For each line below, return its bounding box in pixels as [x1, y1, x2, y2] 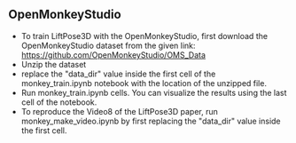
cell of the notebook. [20, 97, 97, 107]
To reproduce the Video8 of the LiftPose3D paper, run [20, 106, 219, 116]
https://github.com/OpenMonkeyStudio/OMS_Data [20, 49, 206, 60]
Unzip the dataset [20, 59, 87, 69]
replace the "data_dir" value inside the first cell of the [20, 68, 216, 79]
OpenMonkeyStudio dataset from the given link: [20, 40, 196, 51]
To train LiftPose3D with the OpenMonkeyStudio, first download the [20, 30, 268, 41]
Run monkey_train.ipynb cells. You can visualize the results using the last [20, 87, 287, 98]
